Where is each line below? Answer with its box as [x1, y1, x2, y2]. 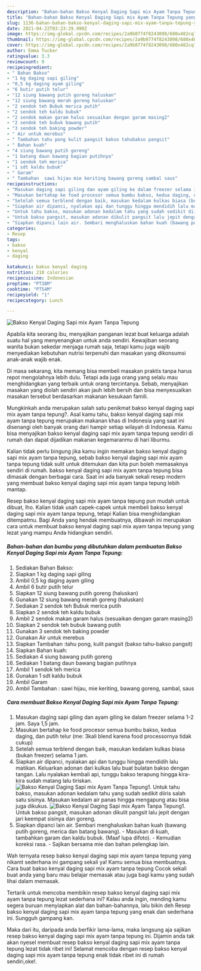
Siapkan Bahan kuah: [15, 647, 67, 654]
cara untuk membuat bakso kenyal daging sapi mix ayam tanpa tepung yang [7, 523, 194, 530]
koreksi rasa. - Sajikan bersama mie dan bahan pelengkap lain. [15, 841, 170, 848]
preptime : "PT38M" [7, 280, 52, 287]
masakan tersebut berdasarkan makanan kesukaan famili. [7, 393, 149, 400]
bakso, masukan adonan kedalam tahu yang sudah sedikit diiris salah [15, 790, 186, 797]
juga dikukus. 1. [15, 802, 186, 810]
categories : [7, 225, 36, 231]
